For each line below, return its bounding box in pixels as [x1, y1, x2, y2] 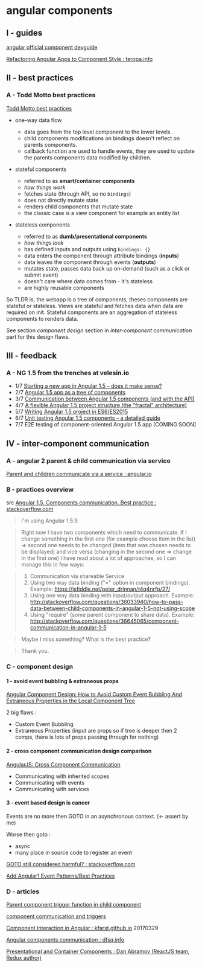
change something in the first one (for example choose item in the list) [21, 535, 196, 542]
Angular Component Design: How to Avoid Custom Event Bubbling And [6, 691, 183, 698]
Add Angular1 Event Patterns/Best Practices [6, 872, 115, 879]
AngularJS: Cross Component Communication [6, 760, 121, 768]
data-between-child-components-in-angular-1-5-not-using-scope [30, 605, 195, 612]
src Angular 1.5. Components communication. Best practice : [6, 499, 157, 506]
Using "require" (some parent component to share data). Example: [30, 611, 195, 618]
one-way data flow [14, 116, 62, 124]
